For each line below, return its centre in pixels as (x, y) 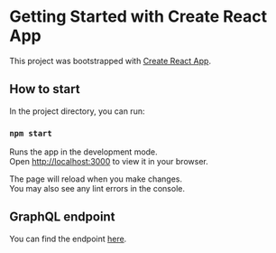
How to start (45, 89)
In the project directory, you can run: (77, 111)
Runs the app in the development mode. (83, 152)
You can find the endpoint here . (68, 239)
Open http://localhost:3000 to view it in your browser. (109, 162)
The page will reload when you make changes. (96, 179)
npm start (31, 133)
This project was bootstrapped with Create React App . (110, 61)
